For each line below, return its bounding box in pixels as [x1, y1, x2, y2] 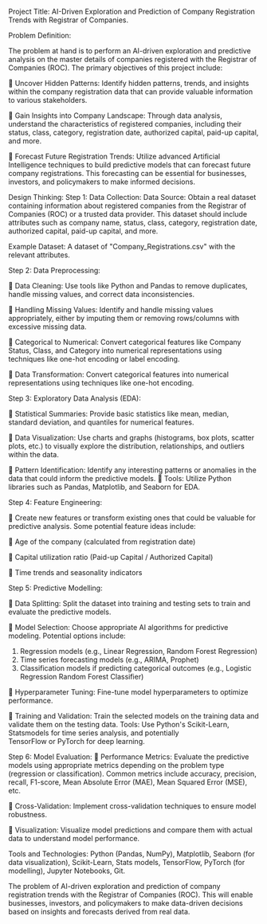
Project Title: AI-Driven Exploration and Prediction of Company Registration [8, 7, 255, 16]
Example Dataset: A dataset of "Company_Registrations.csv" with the [8, 242, 236, 251]
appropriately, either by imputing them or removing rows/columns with [8, 314, 240, 323]
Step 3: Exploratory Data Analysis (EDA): [8, 393, 141, 403]
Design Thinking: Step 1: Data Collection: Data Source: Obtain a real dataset [8, 193, 257, 202]
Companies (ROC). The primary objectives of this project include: [8, 63, 223, 72]
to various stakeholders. [8, 96, 88, 104]
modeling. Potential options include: [8, 631, 126, 640]
